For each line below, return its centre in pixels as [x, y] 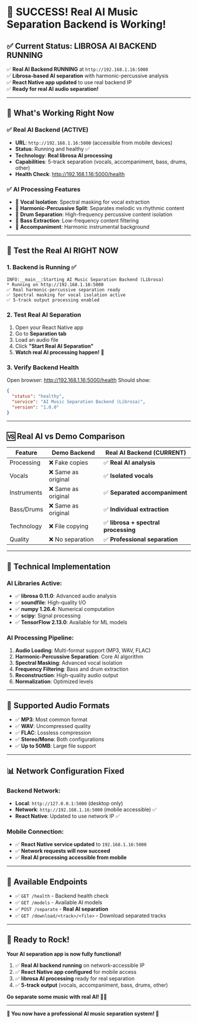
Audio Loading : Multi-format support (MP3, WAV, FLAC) [83, 650]
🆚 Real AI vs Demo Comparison [66, 436]
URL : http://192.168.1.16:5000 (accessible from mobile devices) [94, 142]
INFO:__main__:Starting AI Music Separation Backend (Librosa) [85, 279]
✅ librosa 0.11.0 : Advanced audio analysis [66, 596]
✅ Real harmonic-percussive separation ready [63, 290]
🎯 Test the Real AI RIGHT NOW [63, 251]
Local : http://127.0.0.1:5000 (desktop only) [69, 803]
